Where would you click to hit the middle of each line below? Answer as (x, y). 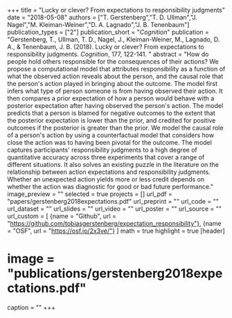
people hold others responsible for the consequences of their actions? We (113, 61)
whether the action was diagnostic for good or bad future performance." (110, 187)
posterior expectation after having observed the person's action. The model (115, 106)
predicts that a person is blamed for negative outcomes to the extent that (111, 113)
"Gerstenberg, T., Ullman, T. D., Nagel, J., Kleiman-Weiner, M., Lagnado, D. (114, 39)
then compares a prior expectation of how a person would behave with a (111, 98)
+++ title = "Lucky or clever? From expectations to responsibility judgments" (116, 10)
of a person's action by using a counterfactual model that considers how (111, 135)
